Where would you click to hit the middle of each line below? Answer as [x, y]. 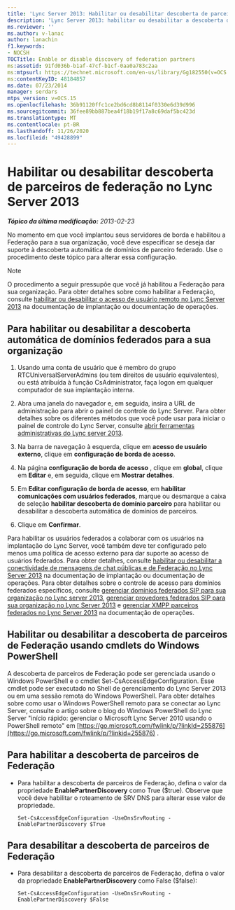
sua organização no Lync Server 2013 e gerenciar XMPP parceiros [103, 605]
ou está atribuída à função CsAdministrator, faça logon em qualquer [115, 382]
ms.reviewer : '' [31, 27]
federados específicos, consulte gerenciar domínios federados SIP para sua [117, 590]
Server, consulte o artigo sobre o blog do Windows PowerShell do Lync [110, 710]
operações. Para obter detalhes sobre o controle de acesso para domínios [114, 583]
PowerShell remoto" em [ [43, 725]
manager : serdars [33, 92]
